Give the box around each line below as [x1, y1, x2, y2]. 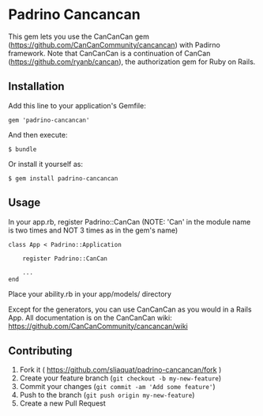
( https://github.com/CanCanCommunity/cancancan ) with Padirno [8, 40, 221, 49]
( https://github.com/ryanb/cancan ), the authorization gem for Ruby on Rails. [8, 57, 256, 66]
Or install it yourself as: [8, 159, 83, 168]
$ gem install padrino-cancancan [8, 174, 118, 183]
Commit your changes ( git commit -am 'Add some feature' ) [19, 382, 216, 391]
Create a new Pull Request [19, 399, 107, 408]
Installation [8, 80, 65, 93]
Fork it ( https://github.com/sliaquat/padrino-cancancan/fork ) [19, 365, 222, 375]
